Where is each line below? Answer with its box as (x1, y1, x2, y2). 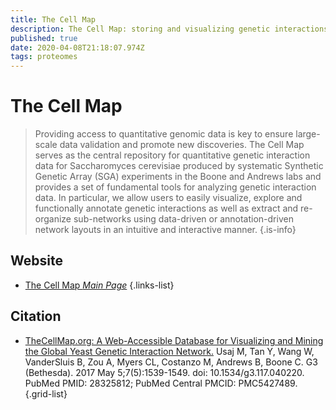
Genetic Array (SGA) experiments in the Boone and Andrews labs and (34, 171, 322, 183)
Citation (10, 308, 62, 325)
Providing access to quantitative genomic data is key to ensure (34, 128, 294, 140)
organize (34, 213, 72, 225)
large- (295, 128, 321, 140)
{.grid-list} (24, 387, 68, 400)
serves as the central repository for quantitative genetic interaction (34, 149, 311, 161)
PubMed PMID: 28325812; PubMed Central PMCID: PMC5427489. (24, 377, 298, 389)
